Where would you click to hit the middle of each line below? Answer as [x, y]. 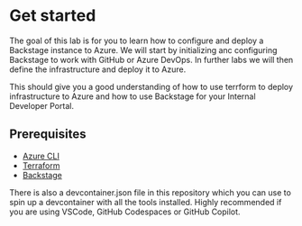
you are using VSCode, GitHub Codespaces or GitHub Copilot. [125, 212]
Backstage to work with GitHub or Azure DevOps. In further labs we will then [151, 59]
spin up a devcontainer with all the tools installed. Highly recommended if [146, 202]
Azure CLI [41, 156]
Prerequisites [48, 135]
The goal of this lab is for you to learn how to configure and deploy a [137, 41]
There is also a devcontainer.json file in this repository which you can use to [150, 192]
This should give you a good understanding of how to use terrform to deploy [151, 86]
